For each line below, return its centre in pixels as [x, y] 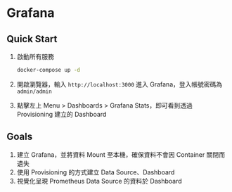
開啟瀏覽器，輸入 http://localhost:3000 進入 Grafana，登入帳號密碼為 [120, 84]
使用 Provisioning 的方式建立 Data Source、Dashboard [96, 172]
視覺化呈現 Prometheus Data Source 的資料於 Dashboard [99, 181]
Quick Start [32, 39]
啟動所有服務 [35, 57]
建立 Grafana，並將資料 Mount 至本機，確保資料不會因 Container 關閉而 [121, 154]
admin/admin [34, 91]
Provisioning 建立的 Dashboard [62, 114]
